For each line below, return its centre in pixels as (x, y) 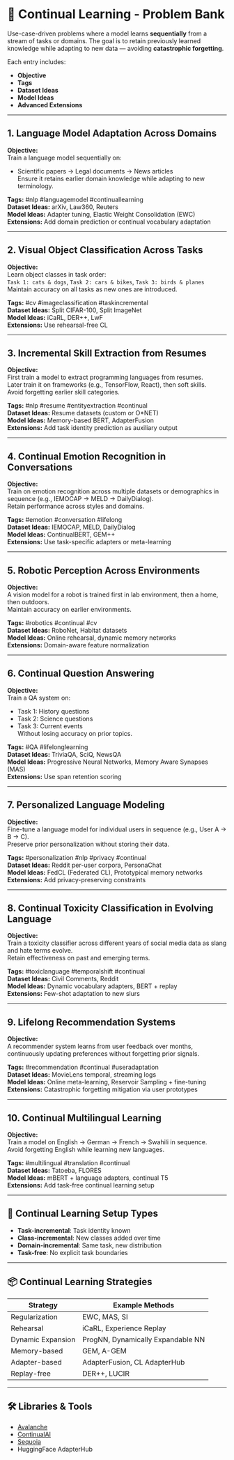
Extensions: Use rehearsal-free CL (57, 325)
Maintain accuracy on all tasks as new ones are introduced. (92, 289)
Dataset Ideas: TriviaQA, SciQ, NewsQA (64, 754)
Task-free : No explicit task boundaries (72, 1252)
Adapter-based (36, 1362)
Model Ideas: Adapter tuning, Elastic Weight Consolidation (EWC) (101, 214)
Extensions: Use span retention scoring (64, 776)
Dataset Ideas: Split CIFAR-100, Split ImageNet (75, 310)
